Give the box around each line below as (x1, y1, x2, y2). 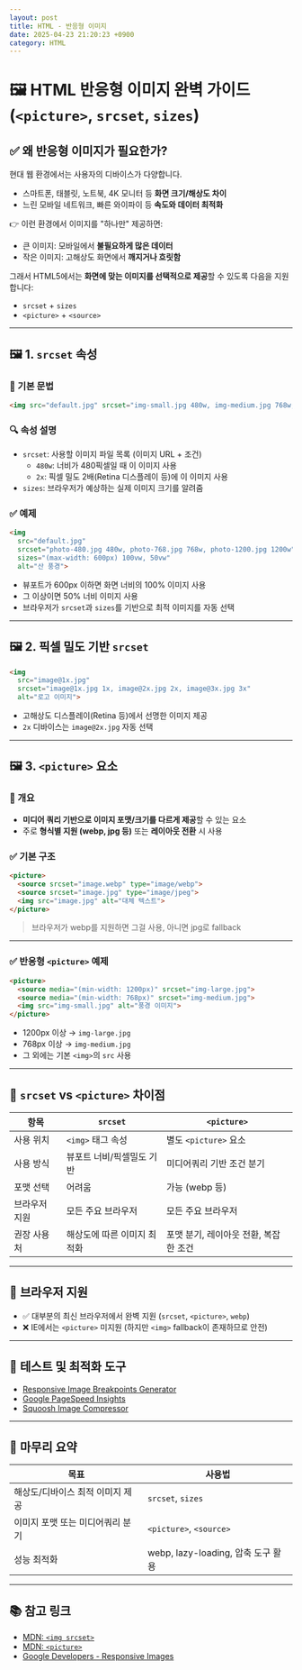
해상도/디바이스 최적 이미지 (13, 1486, 121, 1499)
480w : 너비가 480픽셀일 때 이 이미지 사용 (35, 461, 177, 471)
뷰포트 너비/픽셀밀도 (66, 1150, 147, 1163)
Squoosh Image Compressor (22, 1402, 129, 1413)
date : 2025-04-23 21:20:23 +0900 (9, 30, 135, 39)
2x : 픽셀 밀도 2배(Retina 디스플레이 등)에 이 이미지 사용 (35, 471, 229, 482)
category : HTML (9, 38, 67, 48)
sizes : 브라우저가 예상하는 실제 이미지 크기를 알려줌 (22, 483, 204, 494)
